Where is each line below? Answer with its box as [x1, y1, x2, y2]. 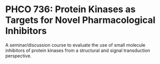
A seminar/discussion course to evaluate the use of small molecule [5, 42, 146, 48]
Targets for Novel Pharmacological [5, 14, 155, 26]
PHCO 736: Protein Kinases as [5, 4, 136, 15]
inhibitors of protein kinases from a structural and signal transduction [5, 47, 150, 53]
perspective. [5, 52, 32, 59]
